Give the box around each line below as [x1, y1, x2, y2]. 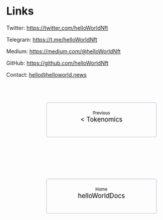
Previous [92, 110, 110, 116]
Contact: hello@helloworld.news [6, 71, 87, 78]
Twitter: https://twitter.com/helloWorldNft [6, 24, 109, 31]
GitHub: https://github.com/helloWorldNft [6, 59, 109, 66]
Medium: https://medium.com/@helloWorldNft [6, 47, 121, 55]
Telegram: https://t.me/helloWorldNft [6, 36, 98, 43]
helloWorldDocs [77, 192, 126, 200]
